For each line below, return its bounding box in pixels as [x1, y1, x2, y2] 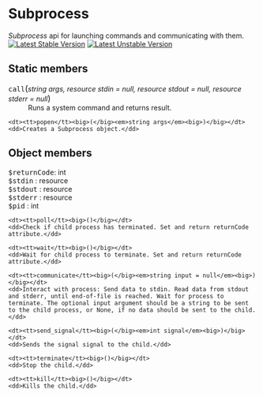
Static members [8, 62, 88, 76]
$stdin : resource [8, 175, 69, 185]
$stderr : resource [8, 193, 73, 202]
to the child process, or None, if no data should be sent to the [8, 305, 231, 314]
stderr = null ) [8, 92, 51, 103]
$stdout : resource [8, 184, 73, 193]
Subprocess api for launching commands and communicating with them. [8, 31, 245, 40]
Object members [8, 147, 92, 160]
